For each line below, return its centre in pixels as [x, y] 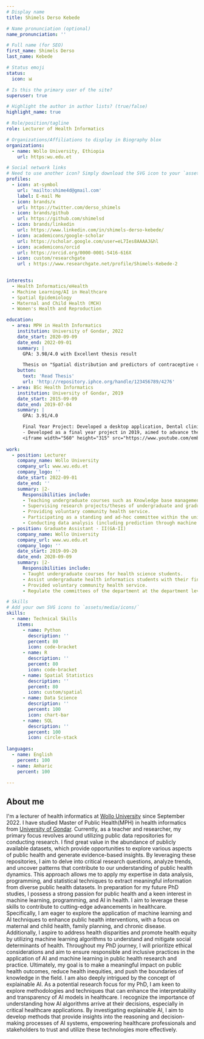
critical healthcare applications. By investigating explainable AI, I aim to [95, 1010]
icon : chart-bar [49, 715]
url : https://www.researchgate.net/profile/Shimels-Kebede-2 [97, 264]
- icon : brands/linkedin [43, 225]
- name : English [32, 755]
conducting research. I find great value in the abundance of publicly [91, 842]
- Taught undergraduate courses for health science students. [103, 574]
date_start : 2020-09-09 [47, 337]
